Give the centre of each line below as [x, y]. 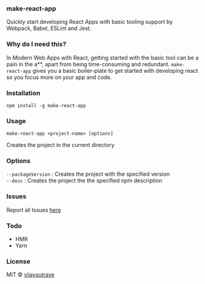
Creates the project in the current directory [61, 145]
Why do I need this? [36, 44]
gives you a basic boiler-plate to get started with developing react [115, 70]
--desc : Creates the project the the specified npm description [84, 181]
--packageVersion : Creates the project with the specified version [88, 174]
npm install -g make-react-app [46, 105]
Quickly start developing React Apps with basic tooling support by [90, 22]
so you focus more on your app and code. [59, 77]
